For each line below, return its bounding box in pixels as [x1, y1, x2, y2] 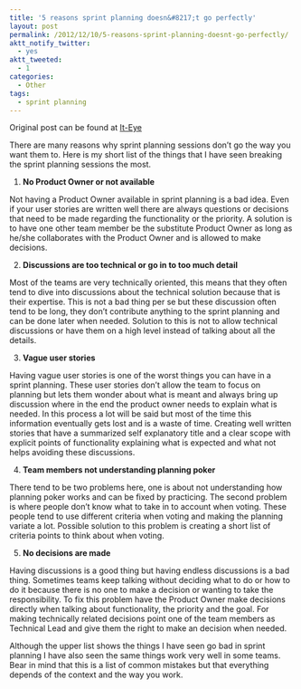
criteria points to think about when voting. [9, 531, 165, 541]
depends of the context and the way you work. [9, 669, 183, 680]
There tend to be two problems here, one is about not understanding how [9, 482, 283, 493]
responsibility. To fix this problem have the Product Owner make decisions [9, 594, 287, 605]
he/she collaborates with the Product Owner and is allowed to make [9, 233, 261, 244]
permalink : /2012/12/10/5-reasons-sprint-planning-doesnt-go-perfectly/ [9, 30, 289, 39]
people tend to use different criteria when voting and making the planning [9, 511, 283, 522]
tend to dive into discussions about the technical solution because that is [9, 287, 281, 298]
